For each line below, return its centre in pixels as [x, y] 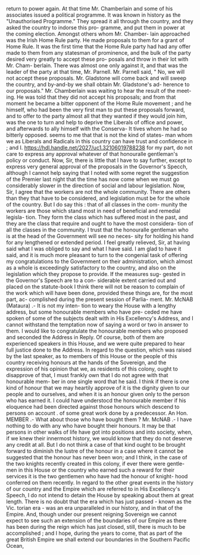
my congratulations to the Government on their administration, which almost [99, 261]
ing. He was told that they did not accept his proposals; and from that [91, 97]
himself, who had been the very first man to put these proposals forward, [96, 110]
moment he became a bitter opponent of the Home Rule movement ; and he [99, 103]
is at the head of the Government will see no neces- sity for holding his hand [100, 236]
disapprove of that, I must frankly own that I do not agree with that [87, 375]
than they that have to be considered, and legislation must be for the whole [98, 198]
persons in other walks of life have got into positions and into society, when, [99, 432]
